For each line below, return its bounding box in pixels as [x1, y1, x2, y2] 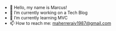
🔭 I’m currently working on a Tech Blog [9, 10, 88, 15]
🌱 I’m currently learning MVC [9, 15, 68, 20]
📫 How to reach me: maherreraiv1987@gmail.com [9, 20, 111, 26]
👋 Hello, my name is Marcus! [9, 5, 67, 10]
